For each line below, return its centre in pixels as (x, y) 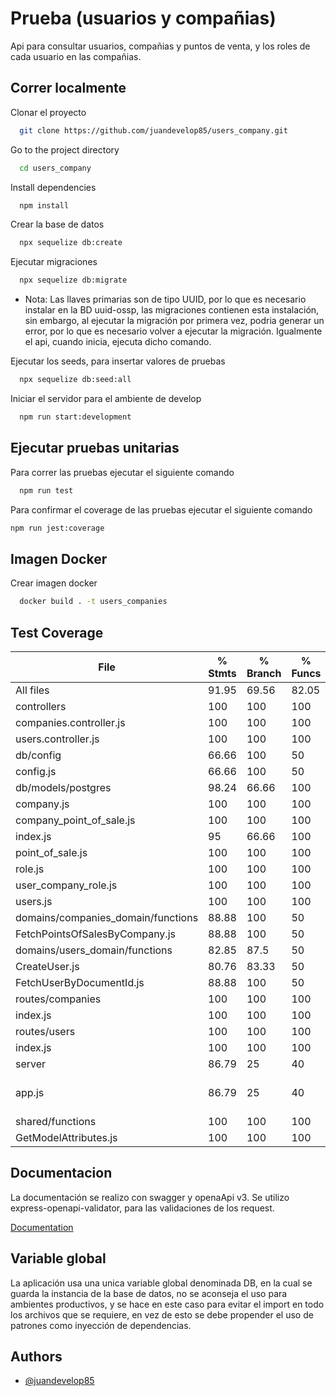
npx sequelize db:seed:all (75, 380)
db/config (38, 755)
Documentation (42, 1227)
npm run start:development (75, 417)
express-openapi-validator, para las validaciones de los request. (142, 1208)
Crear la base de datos (57, 224)
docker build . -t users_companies (93, 602)
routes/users (45, 1031)
